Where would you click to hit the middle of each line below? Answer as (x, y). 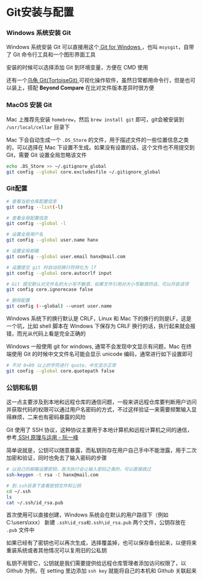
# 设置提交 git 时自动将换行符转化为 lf (51, 267)
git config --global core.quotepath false (60, 371)
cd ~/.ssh (19, 491)
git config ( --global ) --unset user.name (59, 306)
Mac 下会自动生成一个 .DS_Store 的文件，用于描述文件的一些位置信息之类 (98, 140)
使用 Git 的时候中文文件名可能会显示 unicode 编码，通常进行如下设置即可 (102, 354)
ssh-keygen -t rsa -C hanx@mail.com (52, 475)
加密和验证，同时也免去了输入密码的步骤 (56, 458)
